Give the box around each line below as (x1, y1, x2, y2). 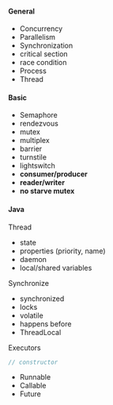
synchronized (19, 294, 65, 303)
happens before (19, 318, 72, 329)
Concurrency (19, 24, 63, 33)
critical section (19, 49, 69, 59)
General (8, 6, 36, 16)
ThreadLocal (19, 327, 62, 337)
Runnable (19, 372, 51, 382)
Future (19, 389, 41, 399)
